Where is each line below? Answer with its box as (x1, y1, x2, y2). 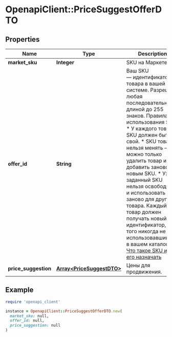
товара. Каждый (126, 202, 167, 209)
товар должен (126, 209, 161, 215)
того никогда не (126, 228, 166, 235)
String (56, 160, 72, 167)
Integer (56, 59, 75, 66)
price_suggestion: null (10, 323, 60, 328)
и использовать (126, 189, 165, 196)
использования (126, 119, 165, 125)
